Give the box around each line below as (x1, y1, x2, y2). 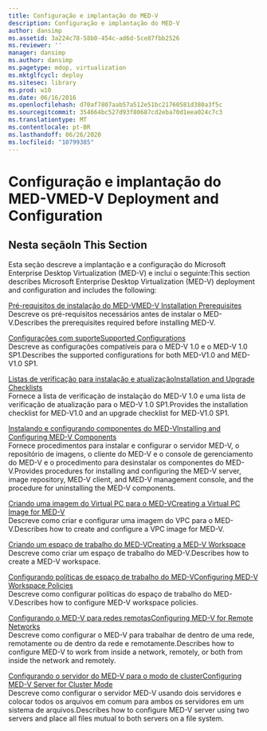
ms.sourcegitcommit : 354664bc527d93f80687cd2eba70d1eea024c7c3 (8, 109, 223, 117)
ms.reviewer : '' (8, 42, 62, 50)
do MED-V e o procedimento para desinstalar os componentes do (8, 457, 225, 467)
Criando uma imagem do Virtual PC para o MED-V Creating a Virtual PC (8, 498, 241, 508)
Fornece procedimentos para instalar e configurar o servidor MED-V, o (8, 441, 240, 450)
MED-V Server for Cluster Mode (8, 679, 113, 689)
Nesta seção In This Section (8, 238, 147, 252)
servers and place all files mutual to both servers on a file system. (8, 713, 225, 723)
